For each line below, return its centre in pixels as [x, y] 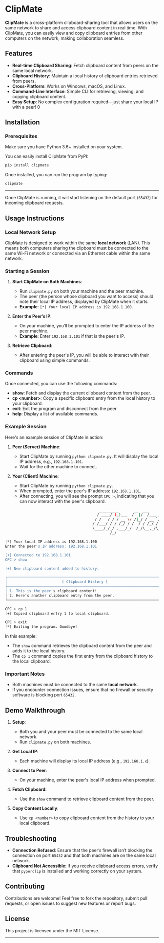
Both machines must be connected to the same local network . [75, 685]
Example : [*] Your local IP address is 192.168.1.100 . [76, 307]
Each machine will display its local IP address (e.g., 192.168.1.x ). [85, 761]
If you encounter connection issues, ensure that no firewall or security [83, 690]
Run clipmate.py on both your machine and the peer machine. [82, 291]
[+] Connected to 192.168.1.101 [38, 555]
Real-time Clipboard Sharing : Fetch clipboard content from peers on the [85, 65]
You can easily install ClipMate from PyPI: [47, 156]
